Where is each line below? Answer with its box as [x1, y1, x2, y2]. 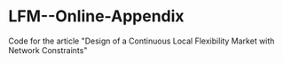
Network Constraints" [8, 44, 88, 55]
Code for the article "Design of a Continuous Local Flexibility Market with [8, 35, 275, 46]
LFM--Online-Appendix [8, 6, 185, 27]
